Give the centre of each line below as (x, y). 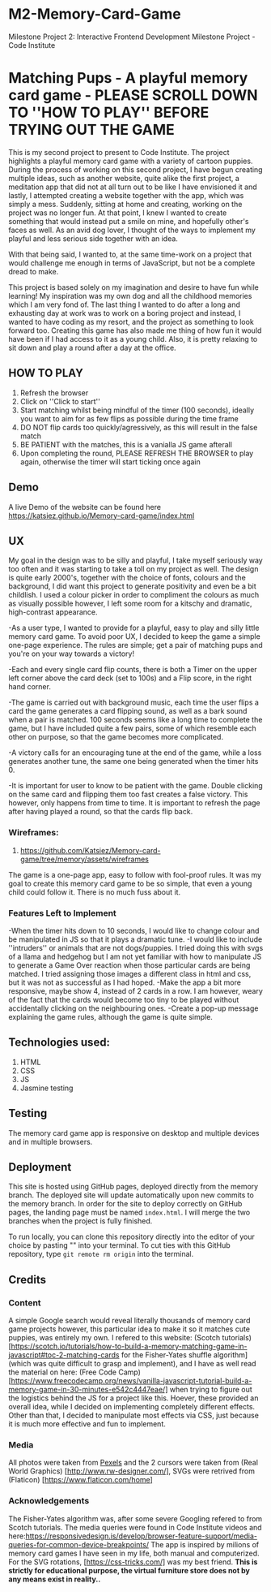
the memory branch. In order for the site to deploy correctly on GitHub (125, 1204)
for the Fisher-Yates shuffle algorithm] (184, 1355)
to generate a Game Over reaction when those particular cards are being (129, 965)
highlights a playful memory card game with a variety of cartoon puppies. (131, 161)
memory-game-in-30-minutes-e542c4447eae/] (88, 1390)
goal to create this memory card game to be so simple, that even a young (130, 883)
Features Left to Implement (63, 912)
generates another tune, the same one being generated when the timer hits (133, 761)
